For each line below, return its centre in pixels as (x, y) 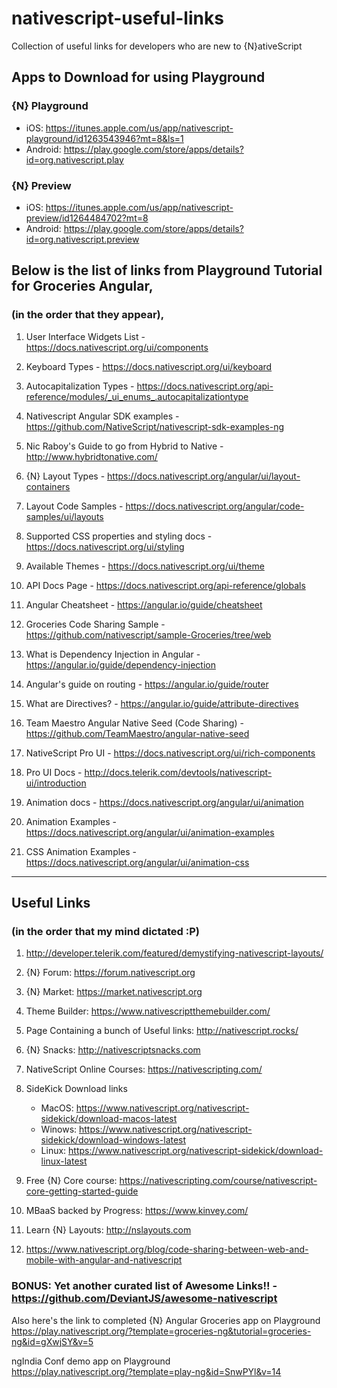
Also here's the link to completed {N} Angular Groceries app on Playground (166, 1320)
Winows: (59, 1129)
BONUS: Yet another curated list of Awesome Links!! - (144, 1286)
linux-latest (64, 1161)
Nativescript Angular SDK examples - (102, 416)
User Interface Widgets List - (85, 336)
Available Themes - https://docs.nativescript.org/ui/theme (145, 566)
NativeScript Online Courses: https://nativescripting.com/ (144, 1069)
